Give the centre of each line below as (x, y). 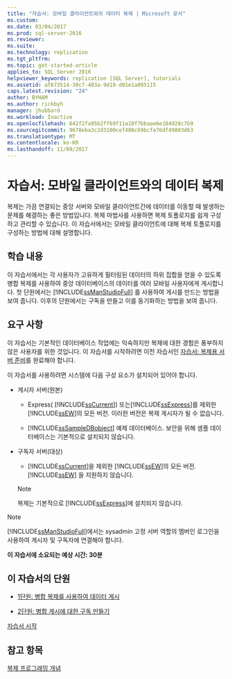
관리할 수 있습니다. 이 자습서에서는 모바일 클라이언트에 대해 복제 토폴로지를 (121, 224)
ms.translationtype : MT (42, 136)
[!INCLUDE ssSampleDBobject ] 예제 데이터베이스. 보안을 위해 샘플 (118, 427)
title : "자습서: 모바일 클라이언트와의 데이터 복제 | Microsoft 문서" (97, 14)
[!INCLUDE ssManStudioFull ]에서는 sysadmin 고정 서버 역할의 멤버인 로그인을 (113, 531)
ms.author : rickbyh (35, 104)
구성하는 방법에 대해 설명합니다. (50, 232)
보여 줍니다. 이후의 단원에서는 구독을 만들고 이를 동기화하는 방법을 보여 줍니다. (113, 300)
